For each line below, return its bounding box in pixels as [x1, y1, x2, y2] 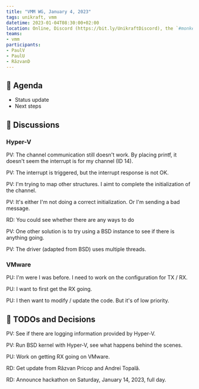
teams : [6, 31, 23, 37]
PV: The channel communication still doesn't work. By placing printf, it [6, 151, 177, 158]
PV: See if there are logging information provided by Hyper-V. [6, 330, 156, 337]
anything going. [6, 234, 44, 241]
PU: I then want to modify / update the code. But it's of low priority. [6, 297, 170, 304]
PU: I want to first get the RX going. [6, 286, 92, 293]
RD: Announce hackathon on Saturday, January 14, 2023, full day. [6, 376, 166, 384]
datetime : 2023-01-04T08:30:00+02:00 [6, 20, 99, 26]
